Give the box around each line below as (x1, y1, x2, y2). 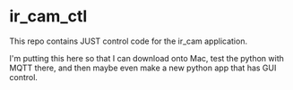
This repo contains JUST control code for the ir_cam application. (9, 36, 248, 46)
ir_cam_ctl (9, 6, 88, 27)
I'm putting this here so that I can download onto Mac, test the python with (9, 53, 285, 63)
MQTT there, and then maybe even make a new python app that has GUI (9, 62, 277, 73)
